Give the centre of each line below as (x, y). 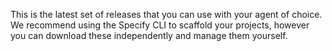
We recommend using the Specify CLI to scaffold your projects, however (160, 25)
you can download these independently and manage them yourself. (149, 35)
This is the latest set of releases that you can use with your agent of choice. (166, 14)
